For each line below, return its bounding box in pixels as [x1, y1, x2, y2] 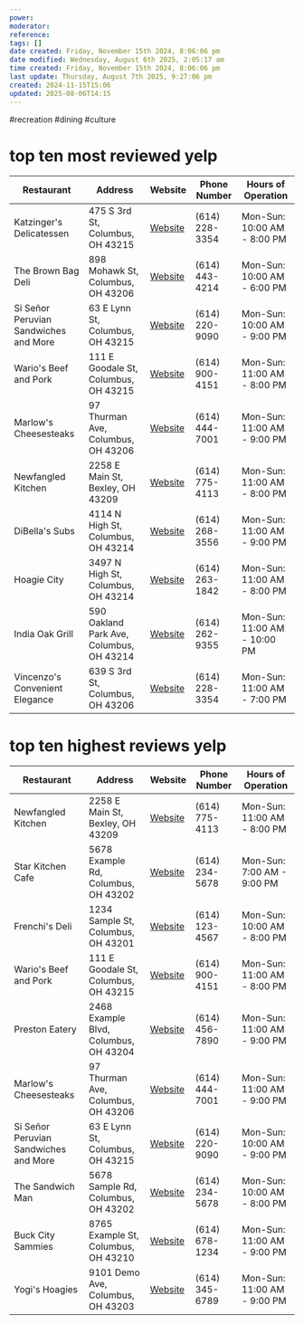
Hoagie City [14, 574, 65, 586]
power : [9, 13, 34, 23]
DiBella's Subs [14, 525, 75, 538]
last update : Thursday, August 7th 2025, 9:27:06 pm [9, 72, 213, 81]
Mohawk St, [88, 264, 139, 277]
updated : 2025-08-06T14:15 [9, 89, 111, 98]
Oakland [88, 616, 125, 629]
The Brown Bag [14, 264, 80, 277]
